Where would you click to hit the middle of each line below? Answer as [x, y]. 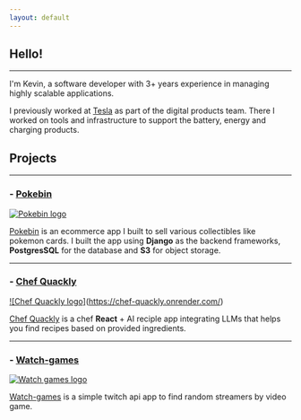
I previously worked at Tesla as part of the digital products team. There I [142, 111]
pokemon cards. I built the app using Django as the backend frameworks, [145, 241]
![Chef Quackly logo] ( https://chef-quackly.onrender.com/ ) [116, 301]
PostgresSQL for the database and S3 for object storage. [115, 250]
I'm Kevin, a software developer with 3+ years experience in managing [139, 84]
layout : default [39, 17]
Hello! [26, 54]
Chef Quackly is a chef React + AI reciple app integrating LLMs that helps [145, 319]
